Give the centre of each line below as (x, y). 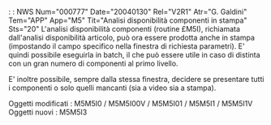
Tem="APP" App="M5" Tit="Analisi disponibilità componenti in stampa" (128, 20)
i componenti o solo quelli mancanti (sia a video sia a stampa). (112, 88)
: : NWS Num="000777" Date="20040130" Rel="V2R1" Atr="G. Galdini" (128, 12)
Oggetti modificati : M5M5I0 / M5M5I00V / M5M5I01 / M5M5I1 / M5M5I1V (131, 103)
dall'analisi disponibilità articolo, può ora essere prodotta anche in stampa (132, 37)
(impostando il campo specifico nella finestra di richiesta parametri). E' (127, 46)
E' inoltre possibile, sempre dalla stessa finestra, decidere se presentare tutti (136, 79)
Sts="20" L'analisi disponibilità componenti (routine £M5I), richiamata (125, 29)
